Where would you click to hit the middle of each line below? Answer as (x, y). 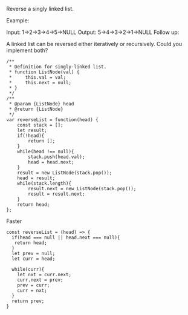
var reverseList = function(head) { (52, 120)
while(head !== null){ (46, 151)
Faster (14, 221)
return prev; (28, 301)
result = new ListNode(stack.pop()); (65, 173)
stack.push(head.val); (57, 157)
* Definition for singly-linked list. (58, 67)
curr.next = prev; (40, 280)
